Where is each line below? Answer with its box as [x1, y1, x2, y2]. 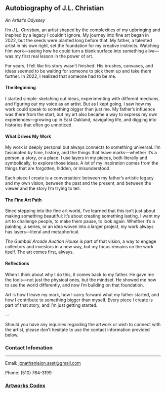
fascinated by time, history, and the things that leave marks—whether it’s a [5, 150, 157, 156]
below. [5, 332, 19, 337]
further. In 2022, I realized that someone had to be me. [5, 73, 117, 79]
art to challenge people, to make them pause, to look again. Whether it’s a [5, 219, 155, 225]
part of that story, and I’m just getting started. [5, 302, 98, 308]
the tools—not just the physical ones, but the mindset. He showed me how [5, 277, 157, 282]
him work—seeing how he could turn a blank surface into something [5, 48, 144, 54]
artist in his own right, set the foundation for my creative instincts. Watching [5, 43, 159, 49]
